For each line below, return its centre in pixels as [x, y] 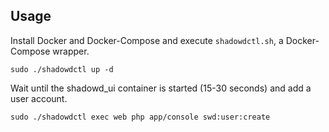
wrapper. [71, 51]
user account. [39, 98]
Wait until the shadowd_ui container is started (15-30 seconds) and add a [161, 88]
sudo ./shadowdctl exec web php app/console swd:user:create [140, 117]
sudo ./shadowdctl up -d [62, 69]
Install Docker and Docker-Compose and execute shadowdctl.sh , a [147, 40]
